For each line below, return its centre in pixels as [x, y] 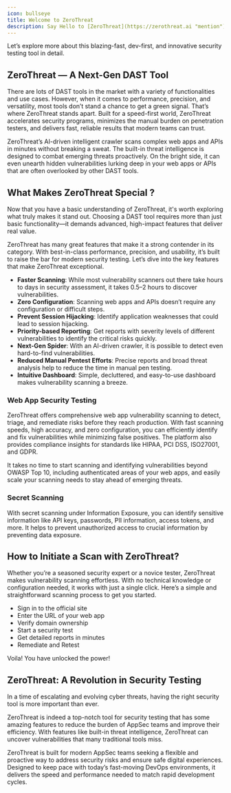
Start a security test [45, 630]
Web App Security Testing [52, 400]
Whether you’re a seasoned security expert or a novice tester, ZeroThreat [111, 573]
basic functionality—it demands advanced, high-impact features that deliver [115, 224]
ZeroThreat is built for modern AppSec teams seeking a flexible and [103, 753]
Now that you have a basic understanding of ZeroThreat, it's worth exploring [115, 209]
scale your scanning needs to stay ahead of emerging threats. [95, 480]
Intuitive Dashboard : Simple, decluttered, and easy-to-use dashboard [117, 375]
